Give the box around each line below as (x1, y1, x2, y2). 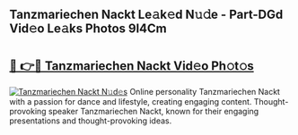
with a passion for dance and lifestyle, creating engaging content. (9, 97, 252, 106)
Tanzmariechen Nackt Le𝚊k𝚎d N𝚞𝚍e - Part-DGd (9, 7, 284, 22)
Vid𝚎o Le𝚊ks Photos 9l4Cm (9, 21, 168, 37)
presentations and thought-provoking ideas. (9, 115, 172, 126)
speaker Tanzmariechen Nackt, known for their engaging (48, 106, 259, 116)
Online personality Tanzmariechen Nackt (129, 87, 281, 97)
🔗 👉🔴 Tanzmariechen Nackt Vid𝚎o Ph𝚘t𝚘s (9, 58, 254, 73)
